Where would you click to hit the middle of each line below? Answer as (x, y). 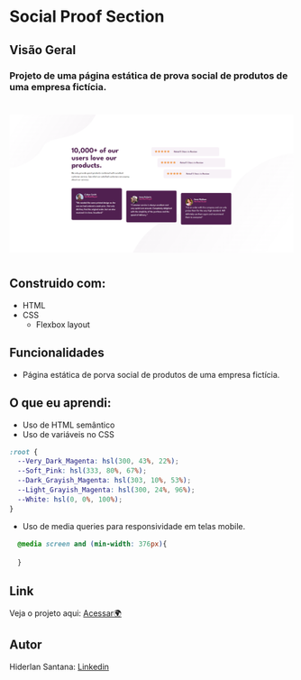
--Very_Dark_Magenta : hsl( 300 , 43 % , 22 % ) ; (98, 462)
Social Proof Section (87, 17)
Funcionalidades (57, 353)
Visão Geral (43, 50)
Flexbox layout (63, 324)
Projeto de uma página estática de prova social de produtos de (149, 76)
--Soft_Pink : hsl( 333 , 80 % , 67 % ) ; (82, 471)
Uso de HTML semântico (68, 425)
